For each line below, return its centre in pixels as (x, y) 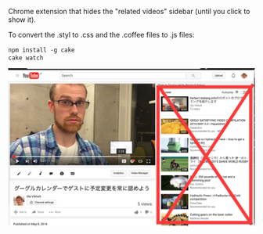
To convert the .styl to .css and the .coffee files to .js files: (101, 35)
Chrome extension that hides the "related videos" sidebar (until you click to (129, 11)
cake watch (26, 58)
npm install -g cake (42, 50)
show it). (22, 20)
